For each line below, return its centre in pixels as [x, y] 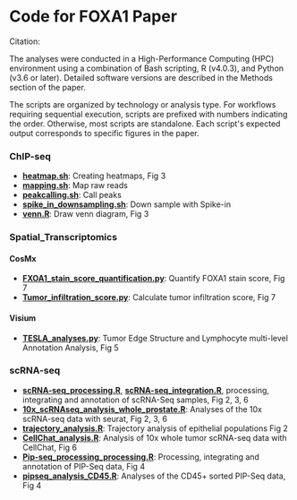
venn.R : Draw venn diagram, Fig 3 [85, 214]
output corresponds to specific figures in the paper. [104, 133]
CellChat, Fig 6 [50, 447]
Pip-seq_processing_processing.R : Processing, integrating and [140, 457]
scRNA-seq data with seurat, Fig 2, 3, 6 [95, 418]
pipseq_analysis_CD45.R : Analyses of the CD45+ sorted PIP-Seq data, [154, 476]
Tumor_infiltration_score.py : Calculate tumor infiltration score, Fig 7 [148, 297]
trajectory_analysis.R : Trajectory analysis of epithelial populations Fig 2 [155, 428]
